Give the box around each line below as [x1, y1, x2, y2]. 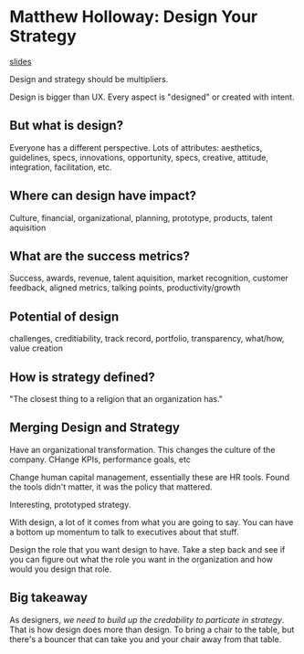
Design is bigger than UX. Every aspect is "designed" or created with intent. [9, 91, 295, 102]
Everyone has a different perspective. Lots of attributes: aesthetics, [9, 142, 263, 153]
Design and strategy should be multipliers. [9, 73, 169, 84]
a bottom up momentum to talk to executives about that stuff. [9, 526, 239, 537]
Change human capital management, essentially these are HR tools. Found [9, 471, 290, 482]
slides [9, 56, 32, 67]
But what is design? [9, 118, 124, 133]
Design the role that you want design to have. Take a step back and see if [9, 543, 286, 554]
